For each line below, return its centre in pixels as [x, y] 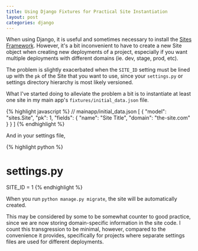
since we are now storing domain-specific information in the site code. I [94, 223]
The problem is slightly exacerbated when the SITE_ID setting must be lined [98, 70]
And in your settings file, [36, 136]
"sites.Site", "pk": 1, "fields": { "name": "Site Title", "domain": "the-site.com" [98, 118]
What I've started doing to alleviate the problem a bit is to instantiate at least [98, 94]
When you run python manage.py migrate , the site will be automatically [92, 199]
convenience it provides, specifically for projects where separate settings [95, 236]
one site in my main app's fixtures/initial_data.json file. [77, 100]
